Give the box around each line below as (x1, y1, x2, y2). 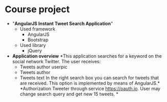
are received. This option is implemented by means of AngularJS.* (19, 80, 160, 86)
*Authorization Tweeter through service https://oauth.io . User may (19, 85, 161, 91)
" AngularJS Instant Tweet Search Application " (12, 20, 113, 27)
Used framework (19, 25, 56, 32)
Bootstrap (27, 37, 49, 43)
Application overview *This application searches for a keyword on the (12, 53, 162, 59)
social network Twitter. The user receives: (12, 58, 101, 64)
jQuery (27, 47, 42, 54)
